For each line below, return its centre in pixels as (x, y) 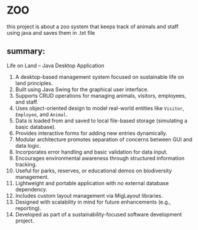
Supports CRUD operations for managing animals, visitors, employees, (100, 95)
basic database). (36, 126)
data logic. (28, 145)
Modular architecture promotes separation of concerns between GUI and (104, 139)
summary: (26, 51)
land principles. (34, 83)
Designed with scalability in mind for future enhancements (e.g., (93, 202)
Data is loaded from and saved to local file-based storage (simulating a (101, 121)
